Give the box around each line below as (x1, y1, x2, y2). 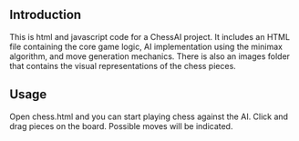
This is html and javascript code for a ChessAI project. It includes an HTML (9, 31, 290, 42)
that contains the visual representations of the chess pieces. (9, 60, 237, 71)
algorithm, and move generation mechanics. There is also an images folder (9, 50, 290, 62)
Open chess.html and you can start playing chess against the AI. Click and (9, 111, 289, 122)
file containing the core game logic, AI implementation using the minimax (9, 41, 283, 52)
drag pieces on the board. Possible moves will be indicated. (9, 120, 233, 131)
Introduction (9, 7, 82, 23)
